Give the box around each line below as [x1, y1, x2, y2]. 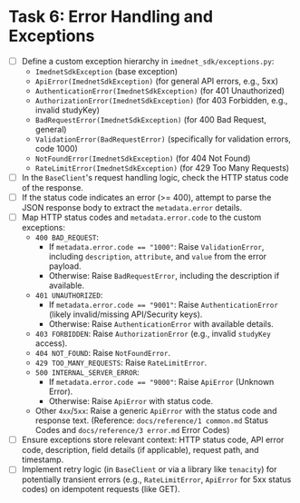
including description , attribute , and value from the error [48, 251, 267, 262]
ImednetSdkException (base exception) [34, 66, 179, 76]
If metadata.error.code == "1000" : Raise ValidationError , [48, 242, 265, 252]
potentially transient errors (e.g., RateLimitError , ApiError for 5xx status [21, 474, 292, 485]
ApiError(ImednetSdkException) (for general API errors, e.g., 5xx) [34, 75, 278, 86]
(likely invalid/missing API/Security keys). [48, 309, 203, 320]
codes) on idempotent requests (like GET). [21, 484, 180, 495]
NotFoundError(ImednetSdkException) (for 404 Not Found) [34, 153, 251, 163]
